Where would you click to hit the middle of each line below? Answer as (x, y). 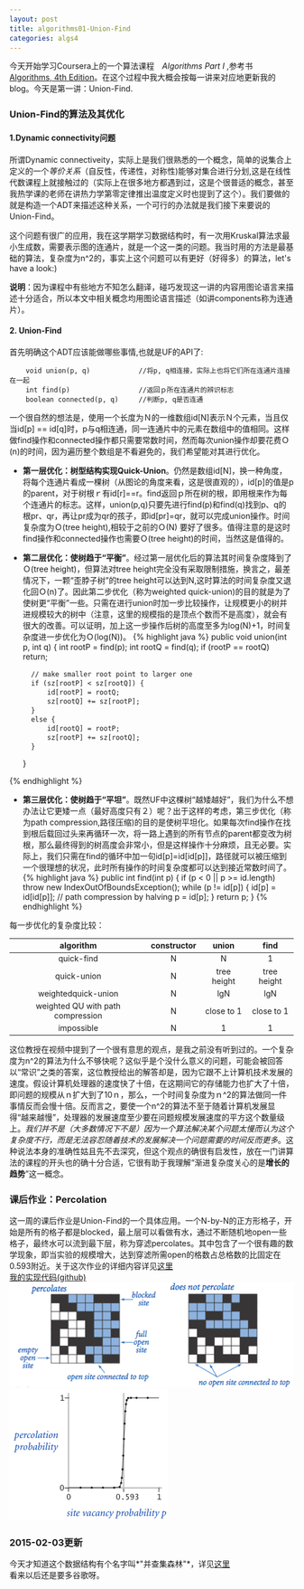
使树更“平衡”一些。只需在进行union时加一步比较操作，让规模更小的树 (151, 602)
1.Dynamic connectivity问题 (63, 137)
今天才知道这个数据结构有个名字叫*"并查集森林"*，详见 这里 (120, 1564)
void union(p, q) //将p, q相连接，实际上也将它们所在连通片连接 (158, 371)
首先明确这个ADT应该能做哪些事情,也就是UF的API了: (106, 352)
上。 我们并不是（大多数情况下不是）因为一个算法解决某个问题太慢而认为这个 (152, 1128)
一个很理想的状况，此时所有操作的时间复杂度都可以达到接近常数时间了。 (157, 867)
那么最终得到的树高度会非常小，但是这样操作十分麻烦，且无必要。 (161, 845)
